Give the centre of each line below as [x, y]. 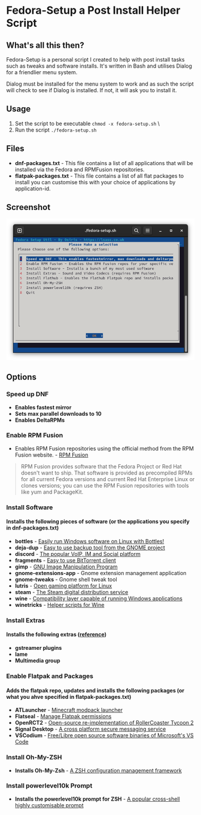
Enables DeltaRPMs [40, 420]
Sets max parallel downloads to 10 [58, 413]
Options [22, 377]
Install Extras [25, 620]
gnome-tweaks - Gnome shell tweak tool [66, 579]
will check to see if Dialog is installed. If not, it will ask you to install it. [92, 90]
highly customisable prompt [49, 805]
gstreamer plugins [38, 648]
